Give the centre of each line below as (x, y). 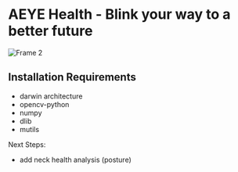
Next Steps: (27, 144)
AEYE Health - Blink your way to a (119, 14)
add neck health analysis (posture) (75, 159)
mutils (29, 129)
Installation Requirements (72, 77)
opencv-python (44, 104)
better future (50, 31)
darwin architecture (51, 96)
